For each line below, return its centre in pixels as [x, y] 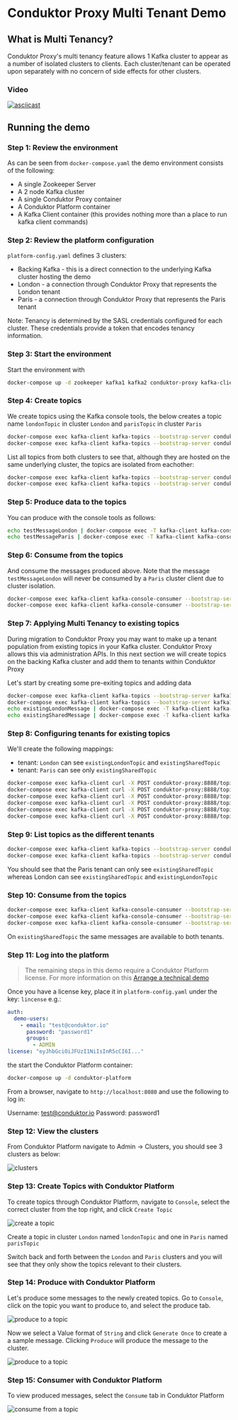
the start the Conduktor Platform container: [70, 1065]
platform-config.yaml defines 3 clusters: [67, 256]
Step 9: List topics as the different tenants [81, 834]
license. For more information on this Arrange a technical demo [117, 977]
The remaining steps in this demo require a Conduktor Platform [117, 970]
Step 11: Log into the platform [58, 954]
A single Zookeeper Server [57, 184]
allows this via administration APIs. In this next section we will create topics [117, 654]
